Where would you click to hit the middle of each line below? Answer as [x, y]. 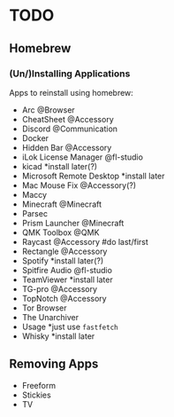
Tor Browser [44, 308]
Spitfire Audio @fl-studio [67, 270]
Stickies [36, 395]
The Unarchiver [50, 317]
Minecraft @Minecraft [62, 204]
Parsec [35, 213]
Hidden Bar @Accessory [67, 147]
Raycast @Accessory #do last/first [85, 241]
